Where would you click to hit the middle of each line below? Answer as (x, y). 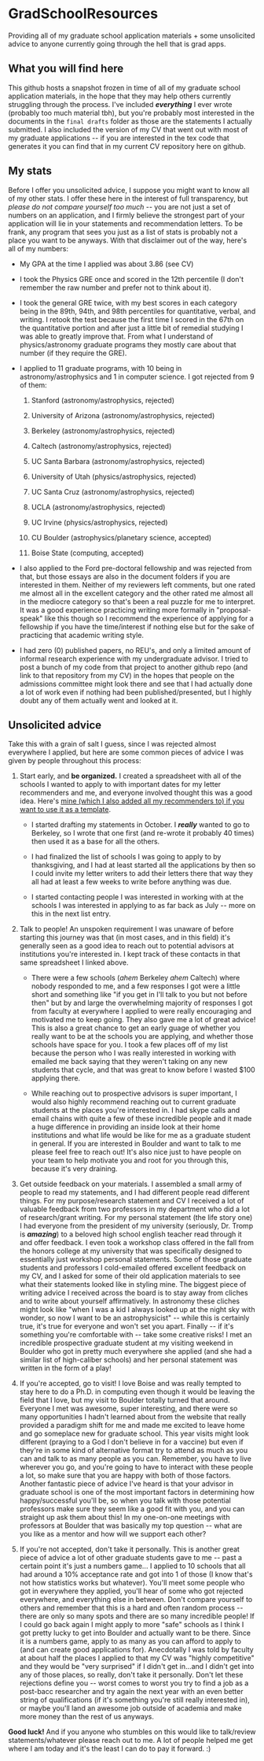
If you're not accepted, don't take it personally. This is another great (129, 1549)
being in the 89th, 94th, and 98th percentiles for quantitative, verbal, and (137, 311)
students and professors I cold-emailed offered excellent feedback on (132, 1268)
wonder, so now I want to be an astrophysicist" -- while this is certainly (134, 1318)
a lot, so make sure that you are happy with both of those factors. (125, 1476)
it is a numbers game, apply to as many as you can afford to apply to (130, 1641)
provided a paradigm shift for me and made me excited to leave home (132, 1425)
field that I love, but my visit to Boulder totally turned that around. (125, 1400)
